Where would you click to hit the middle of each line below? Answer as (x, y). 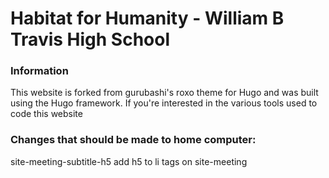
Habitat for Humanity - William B (147, 18)
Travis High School (90, 39)
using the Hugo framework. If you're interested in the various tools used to (164, 103)
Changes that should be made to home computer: (133, 140)
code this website (46, 114)
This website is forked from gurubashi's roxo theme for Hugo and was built (164, 93)
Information (39, 71)
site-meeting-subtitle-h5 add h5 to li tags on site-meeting (129, 161)
